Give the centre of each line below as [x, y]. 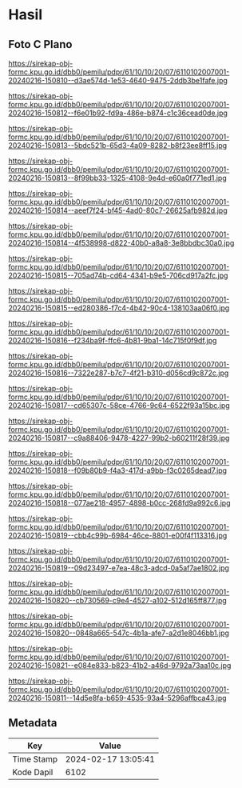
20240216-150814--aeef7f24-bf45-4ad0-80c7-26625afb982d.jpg [118, 210]
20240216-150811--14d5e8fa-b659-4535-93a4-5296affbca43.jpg [117, 698]
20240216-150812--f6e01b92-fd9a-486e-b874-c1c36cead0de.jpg [118, 113]
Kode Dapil [33, 772]
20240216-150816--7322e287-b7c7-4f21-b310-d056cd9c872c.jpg [119, 373]
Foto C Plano [40, 44]
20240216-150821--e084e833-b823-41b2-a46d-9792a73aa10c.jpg [120, 665]
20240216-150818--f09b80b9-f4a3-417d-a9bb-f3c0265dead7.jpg [118, 470]
